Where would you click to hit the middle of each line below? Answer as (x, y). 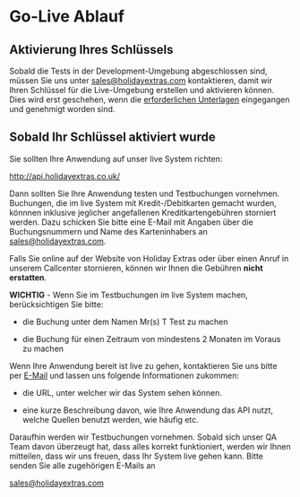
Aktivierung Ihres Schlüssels (91, 50)
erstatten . (28, 277)
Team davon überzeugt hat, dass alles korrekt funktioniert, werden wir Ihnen (150, 446)
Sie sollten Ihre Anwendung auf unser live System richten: (116, 159)
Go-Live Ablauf (67, 17)
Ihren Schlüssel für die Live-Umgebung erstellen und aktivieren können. (142, 90)
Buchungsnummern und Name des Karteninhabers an (108, 231)
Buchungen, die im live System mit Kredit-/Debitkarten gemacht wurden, (143, 202)
